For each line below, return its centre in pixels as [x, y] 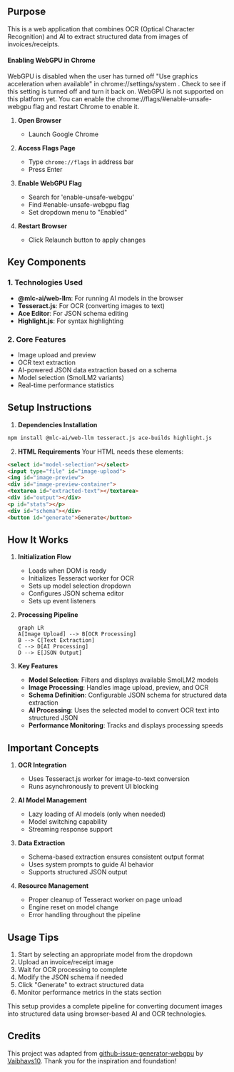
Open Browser [40, 121]
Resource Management [53, 886]
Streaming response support [70, 829]
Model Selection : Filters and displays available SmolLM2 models [123, 680]
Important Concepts [53, 748]
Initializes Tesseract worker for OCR [81, 578]
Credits [24, 1036]
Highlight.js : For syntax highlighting [71, 321]
